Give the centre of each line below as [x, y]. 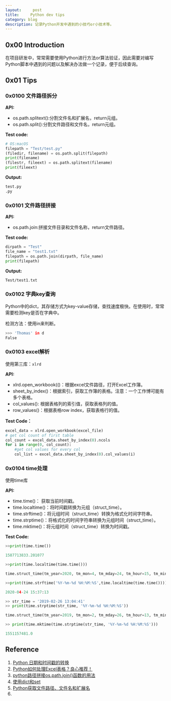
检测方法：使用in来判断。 [32, 323]
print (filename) [22, 158]
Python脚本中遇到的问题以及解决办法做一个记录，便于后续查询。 [73, 64]
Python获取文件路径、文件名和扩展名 [51, 688]
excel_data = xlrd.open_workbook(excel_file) [54, 431]
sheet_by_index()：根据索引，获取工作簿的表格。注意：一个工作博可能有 [88, 391]
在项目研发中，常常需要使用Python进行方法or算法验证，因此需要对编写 [80, 58]
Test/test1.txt [21, 280]
